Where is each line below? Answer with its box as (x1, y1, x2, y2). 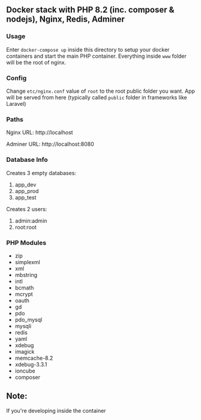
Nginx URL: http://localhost (6, 129, 73, 136)
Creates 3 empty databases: (6, 169, 77, 176)
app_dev (14, 181, 37, 188)
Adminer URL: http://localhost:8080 (6, 141, 94, 148)
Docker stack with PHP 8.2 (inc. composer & (6, 5, 175, 15)
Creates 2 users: (6, 205, 47, 212)
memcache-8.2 (14, 354, 53, 362)
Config (6, 73, 27, 82)
